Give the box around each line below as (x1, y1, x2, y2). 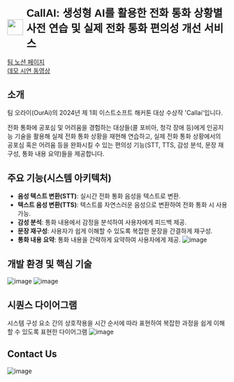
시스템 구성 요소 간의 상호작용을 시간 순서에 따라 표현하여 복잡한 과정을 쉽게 (7, 318, 212, 327)
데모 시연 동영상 (7, 66, 51, 75)
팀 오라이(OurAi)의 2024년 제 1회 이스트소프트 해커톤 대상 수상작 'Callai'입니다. (7, 108, 224, 117)
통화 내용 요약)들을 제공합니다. (22, 149, 105, 158)
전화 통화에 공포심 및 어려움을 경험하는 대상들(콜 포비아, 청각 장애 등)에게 (7, 124, 205, 132)
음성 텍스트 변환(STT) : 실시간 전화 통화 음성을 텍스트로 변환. (17, 192, 181, 200)
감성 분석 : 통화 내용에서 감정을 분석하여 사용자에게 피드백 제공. (17, 218, 187, 226)
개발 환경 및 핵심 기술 (7, 258, 92, 270)
